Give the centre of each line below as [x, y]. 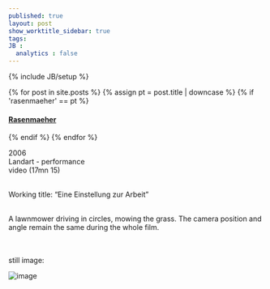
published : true [36, 16]
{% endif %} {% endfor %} [53, 138]
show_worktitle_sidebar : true [60, 31]
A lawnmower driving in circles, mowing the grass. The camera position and [135, 219]
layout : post [30, 23]
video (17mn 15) [34, 170]
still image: [26, 261]
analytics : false [47, 53]
